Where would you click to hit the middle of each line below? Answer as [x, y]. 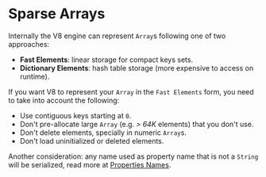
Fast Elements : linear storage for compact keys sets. [106, 60]
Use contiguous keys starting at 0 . [75, 115]
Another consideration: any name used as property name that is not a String [133, 156]
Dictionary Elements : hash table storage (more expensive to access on [137, 67]
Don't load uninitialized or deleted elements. [92, 140]
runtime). [35, 76]
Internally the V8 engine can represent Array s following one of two [117, 36]
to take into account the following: [64, 100]
